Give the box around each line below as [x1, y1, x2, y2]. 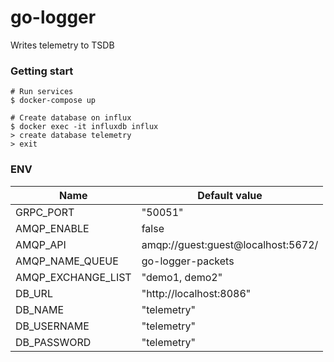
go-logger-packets [141, 254, 235, 268]
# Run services [10, 87, 74, 97]
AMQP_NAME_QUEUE [15, 254, 119, 268]
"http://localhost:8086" [141, 286, 252, 300]
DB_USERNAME [15, 319, 90, 333]
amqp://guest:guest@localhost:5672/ [141, 237, 319, 251]
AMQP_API [15, 237, 67, 251]
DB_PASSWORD [15, 335, 92, 349]
